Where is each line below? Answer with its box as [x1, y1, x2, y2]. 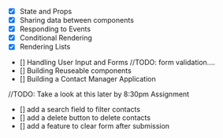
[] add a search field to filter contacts [19, 105, 140, 114]
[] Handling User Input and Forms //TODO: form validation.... [19, 58, 215, 67]
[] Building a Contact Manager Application [19, 74, 156, 84]
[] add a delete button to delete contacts [19, 113, 151, 122]
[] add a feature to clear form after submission [19, 122, 170, 131]
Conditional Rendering [19, 33, 93, 42]
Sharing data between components [19, 16, 134, 25]
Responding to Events [19, 24, 91, 34]
